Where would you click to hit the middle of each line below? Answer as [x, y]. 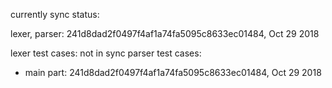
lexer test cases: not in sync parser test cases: [106, 53]
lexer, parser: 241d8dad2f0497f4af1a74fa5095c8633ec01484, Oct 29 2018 [165, 33]
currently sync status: [55, 14]
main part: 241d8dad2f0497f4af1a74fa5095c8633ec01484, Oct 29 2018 [173, 72]
